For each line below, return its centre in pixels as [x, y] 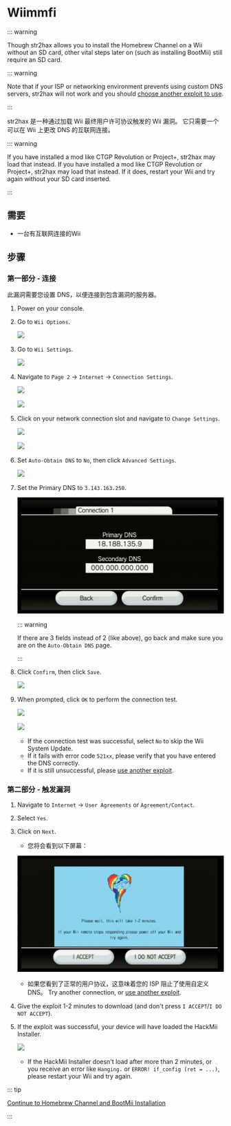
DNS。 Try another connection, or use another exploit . [104, 992]
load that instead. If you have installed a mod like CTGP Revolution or [105, 164]
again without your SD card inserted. [59, 179]
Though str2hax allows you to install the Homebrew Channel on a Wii [105, 45]
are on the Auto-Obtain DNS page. [64, 646]
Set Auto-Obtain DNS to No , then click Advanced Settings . [97, 460]
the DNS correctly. [54, 763]
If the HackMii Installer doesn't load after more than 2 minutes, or [120, 1062]
